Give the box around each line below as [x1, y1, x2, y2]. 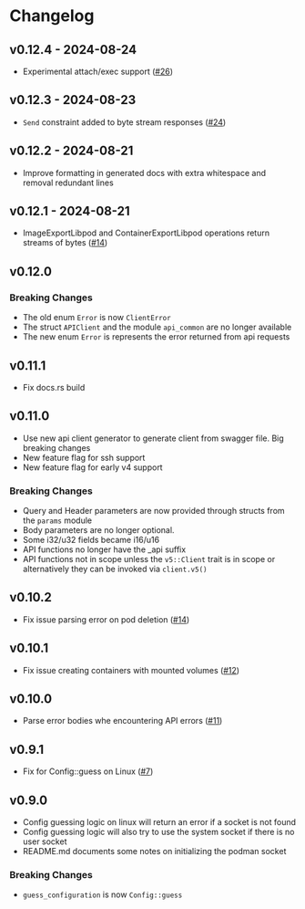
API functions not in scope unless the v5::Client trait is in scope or [22, 554, 276, 565]
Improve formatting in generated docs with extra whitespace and [22, 167, 267, 178]
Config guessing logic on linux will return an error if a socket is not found [22, 817, 297, 828]
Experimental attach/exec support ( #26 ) [22, 66, 173, 77]
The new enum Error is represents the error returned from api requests [22, 331, 290, 342]
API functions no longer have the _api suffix [22, 544, 187, 555]
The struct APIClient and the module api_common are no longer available [22, 321, 292, 333]
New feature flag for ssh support [22, 452, 146, 463]
